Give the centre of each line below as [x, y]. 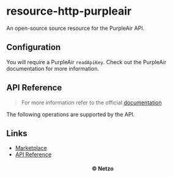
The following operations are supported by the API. [71, 114]
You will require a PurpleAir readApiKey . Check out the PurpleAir [86, 62]
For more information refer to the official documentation [91, 103]
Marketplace [31, 148]
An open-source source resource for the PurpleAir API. [75, 28]
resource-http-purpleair [69, 11]
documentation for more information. [53, 68]
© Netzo [103, 168]
